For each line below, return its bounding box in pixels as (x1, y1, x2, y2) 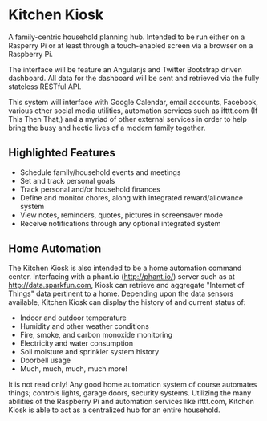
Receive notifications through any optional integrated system (19, 218, 221, 228)
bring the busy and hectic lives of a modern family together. (8, 123, 206, 132)
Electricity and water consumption (19, 338, 134, 348)
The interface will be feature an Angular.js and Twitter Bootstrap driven (8, 64, 242, 74)
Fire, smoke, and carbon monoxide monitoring (19, 330, 173, 339)
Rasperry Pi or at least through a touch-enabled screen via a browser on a (8, 40, 253, 50)
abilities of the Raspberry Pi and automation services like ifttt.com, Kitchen (8, 396, 255, 406)
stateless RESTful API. (8, 82, 82, 91)
